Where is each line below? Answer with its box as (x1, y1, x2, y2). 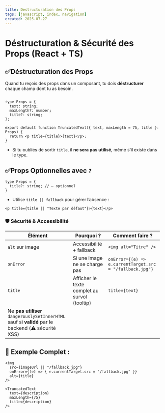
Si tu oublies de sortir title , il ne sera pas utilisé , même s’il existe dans (12, 147, 157, 153)
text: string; (9, 104, 38, 109)
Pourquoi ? (75, 232, 101, 239)
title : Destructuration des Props (5, 7, 76, 12)
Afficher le (73, 275, 97, 282)
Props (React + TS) (5, 48, 83, 59)
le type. (12, 152, 28, 158)
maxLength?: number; (9, 108, 52, 113)
